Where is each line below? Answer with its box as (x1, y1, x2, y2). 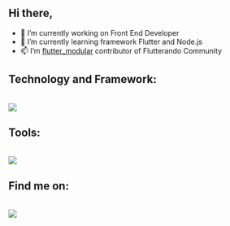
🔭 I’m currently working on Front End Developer (20, 28, 180, 37)
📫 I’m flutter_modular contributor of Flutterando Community (20, 46, 222, 55)
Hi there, (8, 7, 54, 20)
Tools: (8, 126, 41, 140)
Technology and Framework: (8, 72, 157, 86)
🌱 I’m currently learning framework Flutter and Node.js (20, 37, 203, 46)
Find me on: (8, 179, 69, 193)
